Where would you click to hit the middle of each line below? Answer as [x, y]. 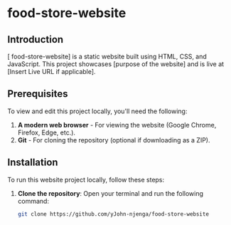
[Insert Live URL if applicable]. [52, 72]
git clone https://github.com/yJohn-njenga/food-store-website [113, 214]
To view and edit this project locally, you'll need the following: [97, 111]
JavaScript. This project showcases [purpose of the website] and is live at [116, 64]
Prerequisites [38, 94]
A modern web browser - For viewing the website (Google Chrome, [117, 125]
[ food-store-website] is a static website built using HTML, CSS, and [107, 56]
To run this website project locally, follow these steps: [86, 179]
